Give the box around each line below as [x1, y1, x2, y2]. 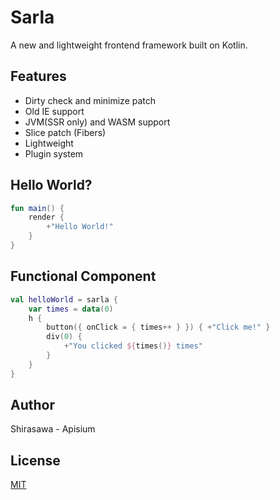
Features [10, 68, 67, 85]
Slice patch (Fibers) [24, 126, 107, 138]
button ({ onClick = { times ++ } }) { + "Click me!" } [46, 322, 271, 333]
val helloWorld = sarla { [10, 294, 118, 305]
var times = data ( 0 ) [28, 304, 114, 314]
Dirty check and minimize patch [24, 94, 157, 106]
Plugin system [24, 147, 84, 160]
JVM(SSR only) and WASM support [24, 116, 171, 128]
